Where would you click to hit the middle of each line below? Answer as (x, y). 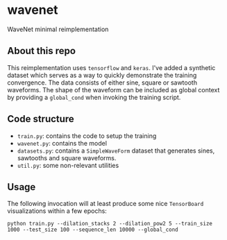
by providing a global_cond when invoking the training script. (94, 97)
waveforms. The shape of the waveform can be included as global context (113, 89)
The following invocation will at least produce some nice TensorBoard (106, 204)
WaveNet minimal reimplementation (58, 29)
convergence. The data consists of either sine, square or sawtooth (102, 83)
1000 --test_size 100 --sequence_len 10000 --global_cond (93, 230)
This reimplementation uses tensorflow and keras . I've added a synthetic (111, 67)
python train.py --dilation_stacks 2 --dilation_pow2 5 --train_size (110, 224)
